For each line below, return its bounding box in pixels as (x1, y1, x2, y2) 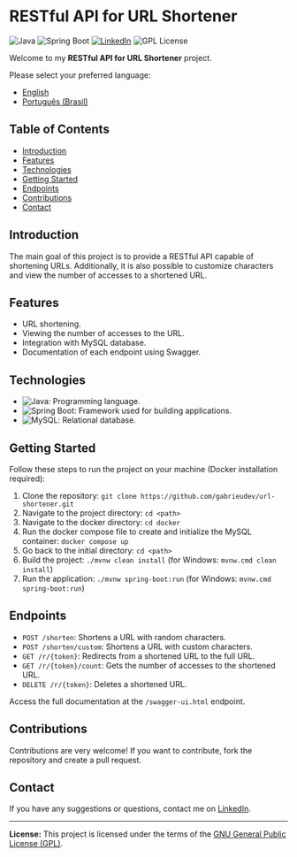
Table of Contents (9, 122, 110, 137)
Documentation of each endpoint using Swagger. (21, 347, 202, 357)
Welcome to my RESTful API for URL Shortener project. (9, 52, 212, 63)
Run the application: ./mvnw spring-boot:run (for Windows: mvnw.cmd (21, 573, 271, 584)
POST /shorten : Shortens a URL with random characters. (21, 631, 227, 642)
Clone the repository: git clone (21, 491, 137, 501)
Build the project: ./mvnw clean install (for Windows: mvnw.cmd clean (21, 555, 277, 565)
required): (9, 473, 46, 484)
